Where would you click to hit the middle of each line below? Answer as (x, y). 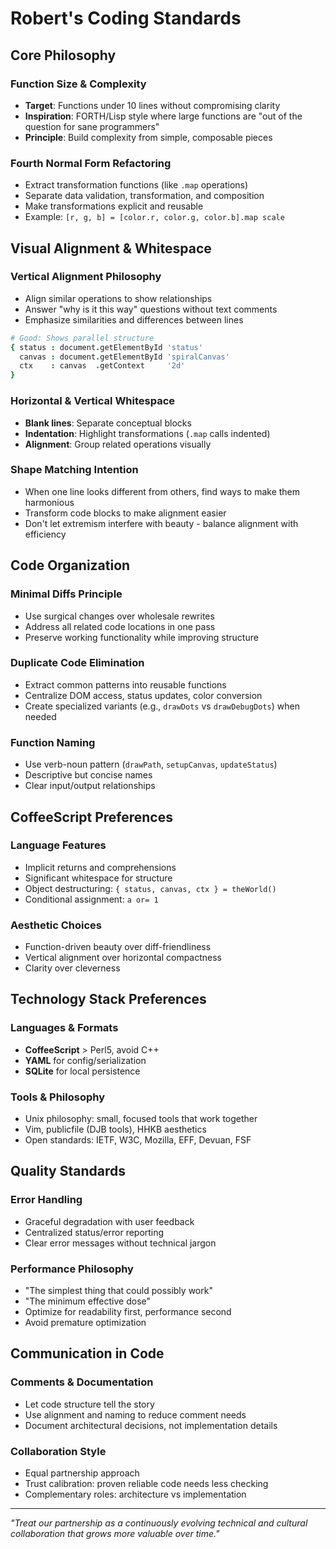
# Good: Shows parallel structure (82, 338)
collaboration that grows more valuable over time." (115, 1534)
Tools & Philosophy (57, 1097)
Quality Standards (68, 1171)
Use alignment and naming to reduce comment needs (135, 1414)
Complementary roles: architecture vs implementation (135, 1494)
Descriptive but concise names (88, 775)
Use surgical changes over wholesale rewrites (119, 616)
